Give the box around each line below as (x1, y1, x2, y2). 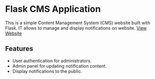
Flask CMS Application (5, 3, 101, 15)
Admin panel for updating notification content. (12, 63, 107, 69)
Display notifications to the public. (12, 68, 82, 74)
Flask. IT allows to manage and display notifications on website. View (5, 25, 147, 31)
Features (5, 44, 33, 53)
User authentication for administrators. (12, 58, 92, 64)
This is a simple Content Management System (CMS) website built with (5, 20, 151, 26)
